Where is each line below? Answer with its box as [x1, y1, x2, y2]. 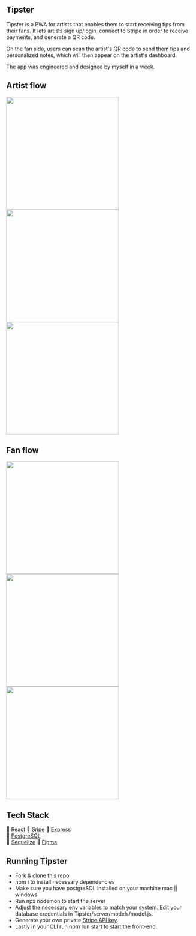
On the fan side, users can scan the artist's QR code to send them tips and [6, 45, 191, 52]
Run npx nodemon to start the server [14, 898, 106, 905]
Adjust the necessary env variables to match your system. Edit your [14, 904, 182, 911]
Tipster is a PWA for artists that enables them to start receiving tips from [6, 20, 185, 28]
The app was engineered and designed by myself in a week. [6, 63, 155, 70]
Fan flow [6, 445, 39, 456]
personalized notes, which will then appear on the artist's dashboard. [6, 51, 177, 59]
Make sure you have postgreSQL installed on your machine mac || [14, 885, 178, 892]
